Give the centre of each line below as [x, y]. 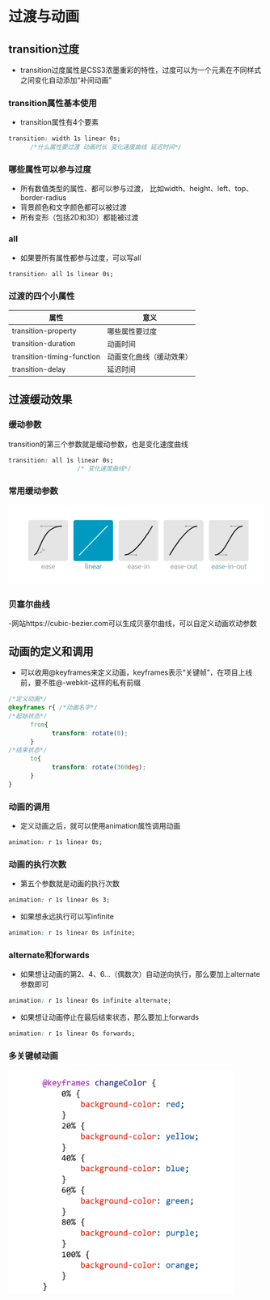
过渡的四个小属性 [42, 296]
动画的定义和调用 [51, 652]
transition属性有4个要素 [59, 122]
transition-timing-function [56, 356]
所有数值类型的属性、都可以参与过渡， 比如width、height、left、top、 [136, 189]
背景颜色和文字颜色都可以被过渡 [73, 207]
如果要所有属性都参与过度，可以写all [80, 258]
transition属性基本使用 [53, 103]
